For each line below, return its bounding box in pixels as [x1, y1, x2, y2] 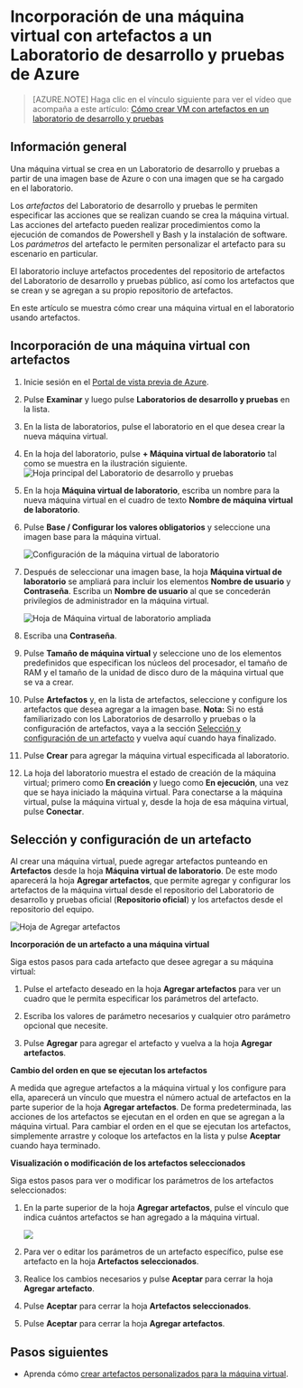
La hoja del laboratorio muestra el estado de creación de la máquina [23, 767, 277, 779]
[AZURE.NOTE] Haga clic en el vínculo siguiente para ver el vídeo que [32, 93, 292, 105]
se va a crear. [23, 676, 75, 687]
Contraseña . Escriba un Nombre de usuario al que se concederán [23, 585, 271, 596]
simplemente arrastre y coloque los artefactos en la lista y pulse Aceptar [10, 1130, 281, 1141]
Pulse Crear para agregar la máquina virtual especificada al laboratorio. [23, 750, 289, 760]
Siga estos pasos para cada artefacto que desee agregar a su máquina [10, 957, 274, 968]
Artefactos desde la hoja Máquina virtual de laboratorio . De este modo [10, 865, 278, 876]
